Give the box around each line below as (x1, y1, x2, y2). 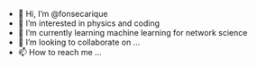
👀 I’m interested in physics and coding (17, 18, 161, 29)
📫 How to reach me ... (17, 47, 102, 57)
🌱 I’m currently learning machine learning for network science (17, 28, 248, 37)
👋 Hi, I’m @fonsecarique (17, 9, 108, 19)
